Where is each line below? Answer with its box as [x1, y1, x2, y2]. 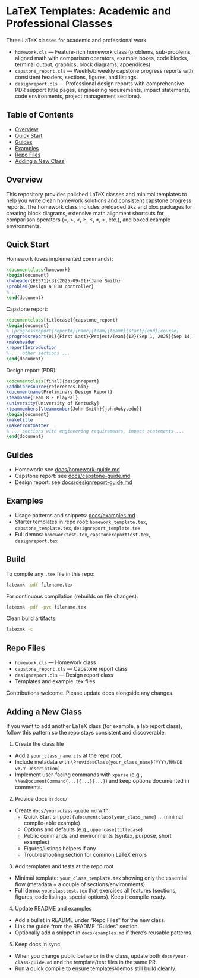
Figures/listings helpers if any [23, 844, 96, 851]
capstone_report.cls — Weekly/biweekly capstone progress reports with [14, 67, 194, 74]
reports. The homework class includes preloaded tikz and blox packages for [6, 203, 192, 210]
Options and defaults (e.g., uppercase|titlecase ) [23, 825, 143, 833]
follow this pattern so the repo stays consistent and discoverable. [6, 729, 166, 736]
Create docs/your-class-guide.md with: [14, 807, 110, 814]
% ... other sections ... [6, 350, 70, 356]
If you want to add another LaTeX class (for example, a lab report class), [6, 722, 182, 729]
